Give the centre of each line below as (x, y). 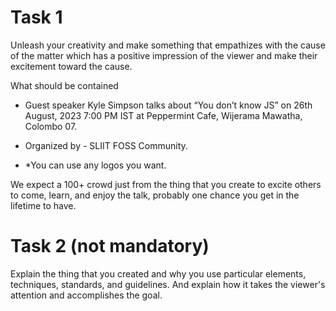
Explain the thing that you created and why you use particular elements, (158, 273)
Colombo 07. (51, 126)
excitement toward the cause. (71, 66)
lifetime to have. (43, 205)
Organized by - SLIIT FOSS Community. (106, 145)
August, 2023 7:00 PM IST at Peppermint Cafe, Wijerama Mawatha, (163, 115)
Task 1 (36, 17)
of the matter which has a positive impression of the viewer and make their (164, 55)
